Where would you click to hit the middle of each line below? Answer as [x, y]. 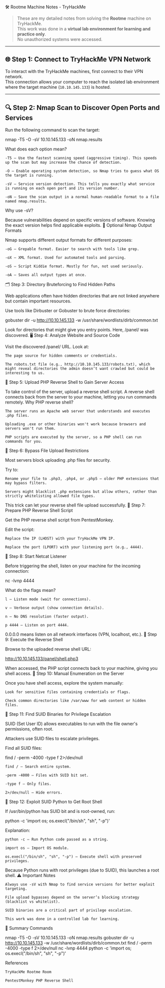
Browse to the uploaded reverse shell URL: [48, 649]
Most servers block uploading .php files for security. [58, 460]
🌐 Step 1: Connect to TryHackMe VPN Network [78, 59]
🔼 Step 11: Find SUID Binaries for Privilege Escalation [58, 714]
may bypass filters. [26, 483]
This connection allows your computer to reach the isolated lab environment [82, 82]
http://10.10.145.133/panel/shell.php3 [42, 659]
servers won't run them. [30, 428]
